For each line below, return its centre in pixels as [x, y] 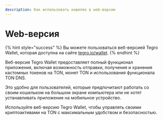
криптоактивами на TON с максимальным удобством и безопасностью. [81, 112]
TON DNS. [16, 78]
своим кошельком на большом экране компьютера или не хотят [73, 92]
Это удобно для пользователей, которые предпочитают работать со [77, 87]
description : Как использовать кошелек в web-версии [60, 10]
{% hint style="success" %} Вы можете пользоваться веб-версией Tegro [82, 48]
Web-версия [32, 34]
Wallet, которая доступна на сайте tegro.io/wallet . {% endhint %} [72, 52]
